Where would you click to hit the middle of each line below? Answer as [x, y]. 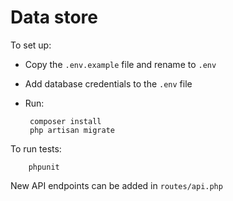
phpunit [44, 167]
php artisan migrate [72, 130]
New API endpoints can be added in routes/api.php [116, 185]
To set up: [31, 45]
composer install [65, 121]
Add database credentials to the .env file [108, 83]
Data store [54, 17]
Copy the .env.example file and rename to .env [120, 64]
